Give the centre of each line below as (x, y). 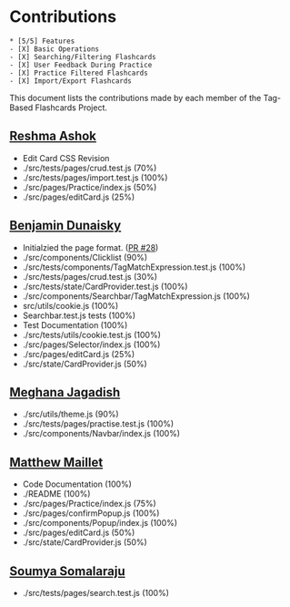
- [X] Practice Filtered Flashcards (79, 73)
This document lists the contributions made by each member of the (135, 98)
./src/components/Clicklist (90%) (85, 257)
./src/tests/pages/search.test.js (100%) (96, 593)
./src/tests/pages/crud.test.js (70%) (90, 168)
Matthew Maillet (56, 462)
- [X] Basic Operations (55, 49)
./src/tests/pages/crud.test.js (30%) (90, 276)
